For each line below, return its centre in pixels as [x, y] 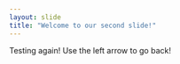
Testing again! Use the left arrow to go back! [90, 50]
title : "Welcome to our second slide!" [83, 25]
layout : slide [35, 17]
